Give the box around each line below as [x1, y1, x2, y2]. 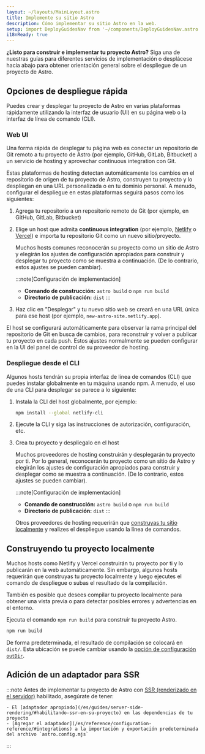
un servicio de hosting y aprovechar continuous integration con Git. [6, 158, 176, 165]
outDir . [6, 652, 24, 660]
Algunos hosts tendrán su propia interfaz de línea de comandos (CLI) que [6, 373, 192, 380]
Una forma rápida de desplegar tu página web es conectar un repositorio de [6, 145, 198, 152]
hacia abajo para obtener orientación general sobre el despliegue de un [6, 62, 187, 69]
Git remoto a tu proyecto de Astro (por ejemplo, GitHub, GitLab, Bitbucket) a [6, 151, 198, 158]
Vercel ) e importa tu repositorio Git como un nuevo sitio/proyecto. [15, 232, 181, 240]
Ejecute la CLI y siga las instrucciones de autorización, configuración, [15, 421, 191, 428]
